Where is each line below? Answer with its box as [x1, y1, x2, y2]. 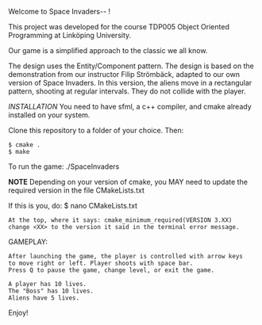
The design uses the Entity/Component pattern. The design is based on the [8, 61, 254, 71]
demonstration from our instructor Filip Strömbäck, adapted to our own [8, 70, 241, 78]
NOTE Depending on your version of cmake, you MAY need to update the [8, 178, 249, 186]
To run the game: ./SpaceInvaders [8, 162, 120, 171]
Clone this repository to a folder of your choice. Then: [8, 126, 184, 135]
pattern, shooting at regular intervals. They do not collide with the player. [8, 86, 246, 96]
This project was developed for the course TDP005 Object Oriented [8, 22, 230, 31]
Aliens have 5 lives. [8, 294, 80, 302]
